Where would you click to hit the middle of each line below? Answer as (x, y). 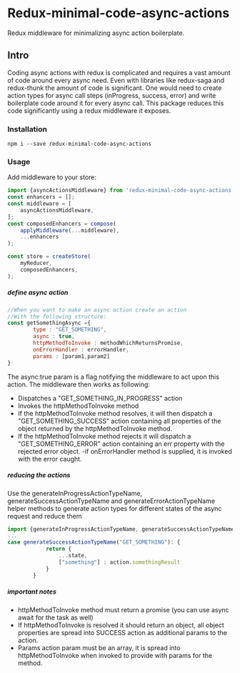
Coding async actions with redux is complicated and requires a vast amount (119, 72)
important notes (32, 592)
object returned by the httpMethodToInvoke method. (95, 428)
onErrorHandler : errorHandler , (81, 349)
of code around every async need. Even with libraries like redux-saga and (116, 80)
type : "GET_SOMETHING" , (70, 330)
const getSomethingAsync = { (49, 323)
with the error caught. (50, 459)
